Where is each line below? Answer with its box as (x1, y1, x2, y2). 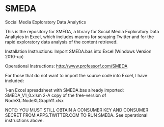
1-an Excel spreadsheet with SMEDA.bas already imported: (5, 87, 124, 93)
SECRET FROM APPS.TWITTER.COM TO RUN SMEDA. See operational (5, 112, 148, 118)
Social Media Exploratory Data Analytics (5, 19, 86, 25)
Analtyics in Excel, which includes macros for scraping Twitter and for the (5, 34, 154, 40)
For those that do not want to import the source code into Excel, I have (5, 72, 148, 78)
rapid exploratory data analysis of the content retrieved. (5, 39, 118, 44)
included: (5, 78, 24, 84)
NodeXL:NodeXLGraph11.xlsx (5, 97, 64, 103)
